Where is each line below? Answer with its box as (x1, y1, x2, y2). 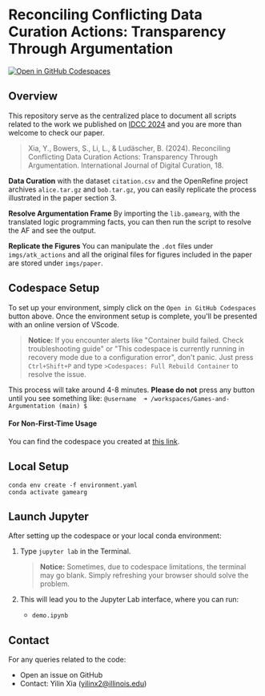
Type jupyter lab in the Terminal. (19, 547, 131, 556)
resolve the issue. (27, 369, 86, 378)
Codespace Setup (8, 281, 100, 295)
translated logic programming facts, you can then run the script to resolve (8, 216, 252, 226)
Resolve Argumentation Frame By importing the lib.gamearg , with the (8, 208, 240, 218)
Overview (8, 90, 58, 103)
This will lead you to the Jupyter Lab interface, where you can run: (19, 595, 239, 605)
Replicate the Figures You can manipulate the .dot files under (8, 241, 214, 250)
